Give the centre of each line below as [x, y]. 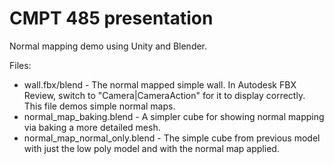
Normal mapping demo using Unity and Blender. [108, 46]
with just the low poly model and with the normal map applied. [151, 148]
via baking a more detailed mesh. [92, 127]
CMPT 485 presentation [111, 18]
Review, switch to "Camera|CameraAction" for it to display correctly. [164, 95]
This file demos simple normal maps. [99, 106]
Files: [20, 65]
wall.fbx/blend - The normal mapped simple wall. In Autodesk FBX [160, 84]
